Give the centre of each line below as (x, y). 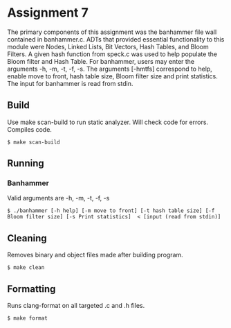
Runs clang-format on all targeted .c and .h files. (76, 306)
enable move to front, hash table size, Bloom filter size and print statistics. (112, 76)
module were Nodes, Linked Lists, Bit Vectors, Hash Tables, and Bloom (108, 46)
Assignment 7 (48, 13)
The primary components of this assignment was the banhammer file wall (112, 32)
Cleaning (27, 238)
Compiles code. (29, 129)
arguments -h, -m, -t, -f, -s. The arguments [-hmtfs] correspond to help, (110, 69)
